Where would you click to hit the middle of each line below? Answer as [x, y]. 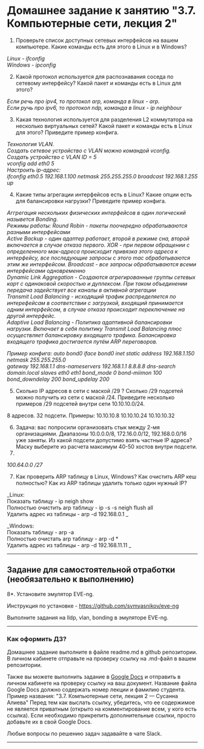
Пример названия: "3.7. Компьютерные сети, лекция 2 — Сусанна [92, 696]
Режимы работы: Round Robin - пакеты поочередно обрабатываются [97, 226]
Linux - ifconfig [26, 58]
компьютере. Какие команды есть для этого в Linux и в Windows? [101, 47]
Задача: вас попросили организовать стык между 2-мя [87, 427]
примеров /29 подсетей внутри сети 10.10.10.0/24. [80, 403]
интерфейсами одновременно [46, 270]
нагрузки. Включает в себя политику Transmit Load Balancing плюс [94, 329]
